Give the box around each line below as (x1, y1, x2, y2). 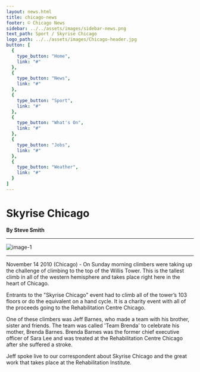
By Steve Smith (6, 226, 45, 233)
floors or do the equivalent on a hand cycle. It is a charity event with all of (6, 297, 186, 305)
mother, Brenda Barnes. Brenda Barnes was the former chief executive (6, 328, 180, 335)
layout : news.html (6, 8, 52, 15)
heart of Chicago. (6, 279, 49, 287)
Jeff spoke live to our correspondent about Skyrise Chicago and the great (6, 352, 187, 359)
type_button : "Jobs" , (17, 142, 70, 148)
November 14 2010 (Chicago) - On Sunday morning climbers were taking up (6, 260, 192, 268)
